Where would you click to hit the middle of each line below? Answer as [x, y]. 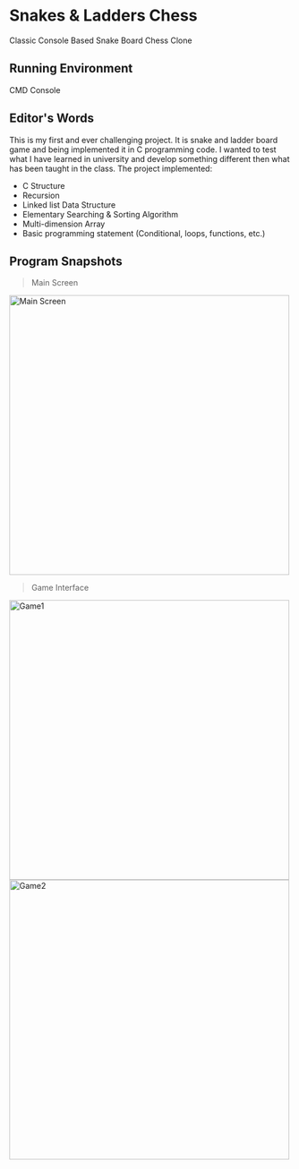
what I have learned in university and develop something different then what [149, 158]
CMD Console [35, 90]
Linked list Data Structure [69, 205]
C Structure [43, 185]
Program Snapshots [66, 261]
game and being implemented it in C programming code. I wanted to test [143, 149]
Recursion [41, 195]
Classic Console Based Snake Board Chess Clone [101, 40]
